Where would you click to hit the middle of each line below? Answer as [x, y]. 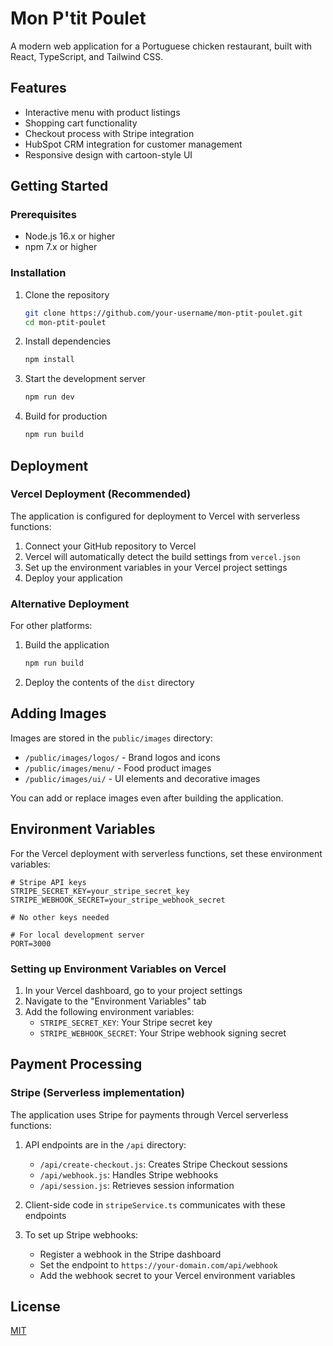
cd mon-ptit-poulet [65, 322]
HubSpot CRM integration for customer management [133, 144]
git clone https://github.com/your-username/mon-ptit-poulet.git [163, 313]
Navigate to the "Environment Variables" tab [115, 1001]
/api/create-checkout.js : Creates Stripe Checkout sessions [163, 1164]
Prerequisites [43, 215]
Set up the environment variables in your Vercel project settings [156, 567]
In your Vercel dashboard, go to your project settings [133, 990]
